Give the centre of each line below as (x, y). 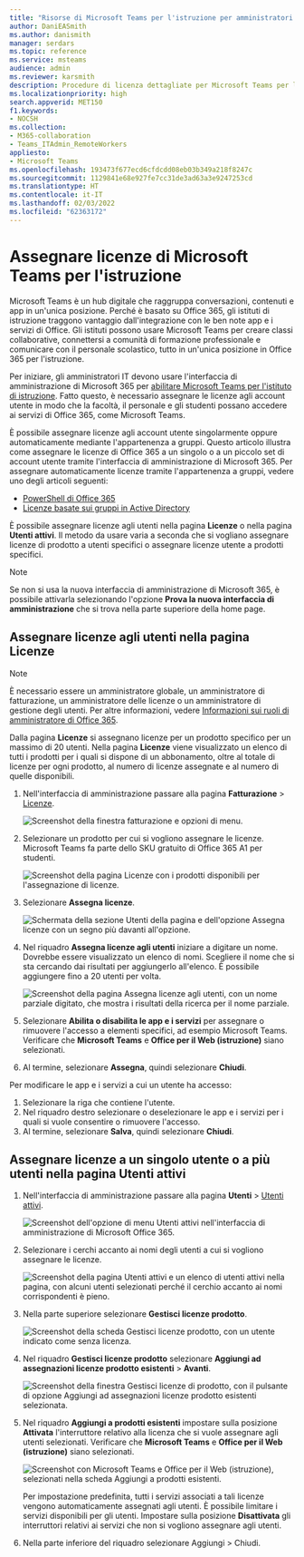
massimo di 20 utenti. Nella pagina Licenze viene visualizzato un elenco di (148, 747)
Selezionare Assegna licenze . (79, 902)
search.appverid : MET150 (56, 102)
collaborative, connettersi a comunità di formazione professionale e (135, 339)
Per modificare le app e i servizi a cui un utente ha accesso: (121, 1085)
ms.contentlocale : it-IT (56, 195)
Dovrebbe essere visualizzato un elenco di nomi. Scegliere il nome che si (158, 957)
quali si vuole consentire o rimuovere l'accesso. (111, 1122)
